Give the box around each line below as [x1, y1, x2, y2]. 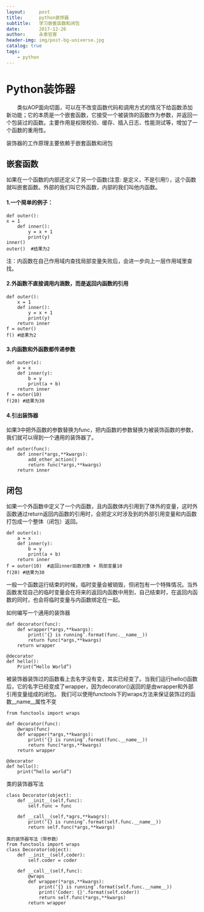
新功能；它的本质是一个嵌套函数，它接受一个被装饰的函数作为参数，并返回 [6, 111, 192, 119]
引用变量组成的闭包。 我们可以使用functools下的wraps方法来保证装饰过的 [6, 691, 191, 697]
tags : [6, 49, 20, 55]
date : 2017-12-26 [6, 26, 67, 32]
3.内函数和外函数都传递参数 [6, 346, 76, 353]
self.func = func [28, 803, 72, 809]
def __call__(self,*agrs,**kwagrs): [17, 813, 110, 820]
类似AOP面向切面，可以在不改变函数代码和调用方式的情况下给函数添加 [17, 103, 193, 111]
